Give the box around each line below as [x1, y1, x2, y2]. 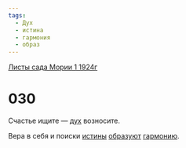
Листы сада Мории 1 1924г [8, 62, 98, 72]
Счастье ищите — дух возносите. [8, 116, 120, 126]
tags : [8, 11, 26, 20]
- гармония [15, 33, 51, 42]
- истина [15, 26, 44, 34]
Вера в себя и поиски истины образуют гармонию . [8, 131, 180, 141]
